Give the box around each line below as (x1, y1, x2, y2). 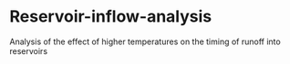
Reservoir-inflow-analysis (9, 6, 212, 27)
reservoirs (9, 45, 48, 56)
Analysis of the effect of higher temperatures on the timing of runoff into (9, 36, 281, 47)
